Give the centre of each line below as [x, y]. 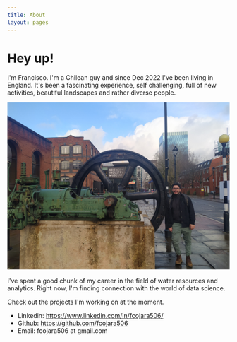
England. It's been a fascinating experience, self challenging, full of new [112, 85]
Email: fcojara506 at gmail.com [62, 331]
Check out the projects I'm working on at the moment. [86, 302]
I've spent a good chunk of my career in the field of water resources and [113, 281]
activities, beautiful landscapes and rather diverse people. [92, 93]
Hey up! [31, 58]
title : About [26, 15]
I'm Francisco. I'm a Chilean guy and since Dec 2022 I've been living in [110, 78]
